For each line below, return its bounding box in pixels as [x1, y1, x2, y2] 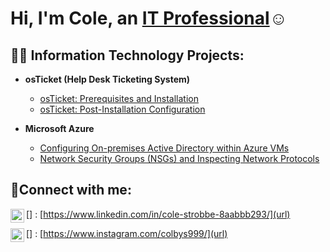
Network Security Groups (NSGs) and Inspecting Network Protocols [39, 153, 320, 164]
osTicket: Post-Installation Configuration [39, 103, 206, 115]
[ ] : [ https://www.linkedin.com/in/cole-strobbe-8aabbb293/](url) [26, 208, 291, 220]
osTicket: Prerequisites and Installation [39, 93, 200, 104]
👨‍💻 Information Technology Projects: [10, 47, 245, 64]
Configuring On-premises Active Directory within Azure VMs [39, 142, 290, 154]
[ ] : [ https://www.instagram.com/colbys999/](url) [26, 227, 228, 239]
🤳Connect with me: [10, 182, 132, 199]
